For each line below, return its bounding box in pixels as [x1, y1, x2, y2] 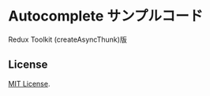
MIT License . [8, 79, 51, 88]
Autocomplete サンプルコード [8, 7, 204, 25]
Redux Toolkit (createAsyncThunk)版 [8, 35, 128, 44]
